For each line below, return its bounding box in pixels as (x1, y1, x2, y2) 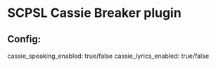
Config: (7, 33, 41, 45)
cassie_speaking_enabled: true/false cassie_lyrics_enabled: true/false (7, 51, 210, 60)
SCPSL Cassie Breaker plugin (7, 5, 182, 21)
